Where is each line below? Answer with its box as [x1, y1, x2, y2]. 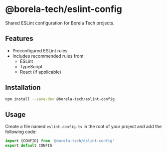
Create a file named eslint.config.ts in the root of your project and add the [5, 124, 162, 130]
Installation [5, 83, 41, 92]
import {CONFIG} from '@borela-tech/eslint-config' [5, 139, 115, 144]
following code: [5, 129, 37, 135]
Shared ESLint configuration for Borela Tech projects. [5, 20, 115, 26]
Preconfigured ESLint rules [12, 47, 68, 53]
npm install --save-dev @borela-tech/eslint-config [5, 96, 115, 102]
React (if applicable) [19, 69, 61, 75]
